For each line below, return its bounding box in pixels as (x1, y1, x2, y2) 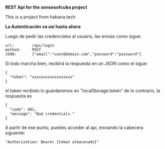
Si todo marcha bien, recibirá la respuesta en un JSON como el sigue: (5, 60, 148, 66)
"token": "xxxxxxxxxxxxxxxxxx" (9, 74, 75, 79)
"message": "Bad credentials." (9, 111, 75, 116)
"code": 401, (9, 107, 37, 112)
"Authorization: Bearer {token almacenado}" (5, 139, 99, 144)
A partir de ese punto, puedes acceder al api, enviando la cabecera (5, 124, 144, 130)
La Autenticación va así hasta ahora (5, 23, 81, 29)
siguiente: (5, 130, 26, 135)
